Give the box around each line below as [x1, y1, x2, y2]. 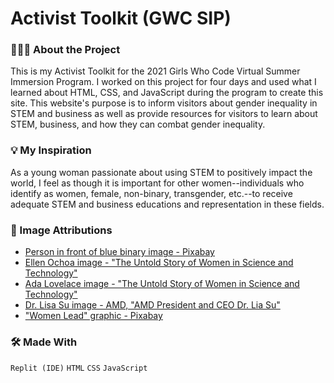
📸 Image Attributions [10, 223, 113, 237]
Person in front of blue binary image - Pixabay [24, 246, 215, 258]
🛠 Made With [10, 335, 78, 349]
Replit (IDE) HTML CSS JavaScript [10, 363, 148, 374]
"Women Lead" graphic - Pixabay [24, 310, 163, 322]
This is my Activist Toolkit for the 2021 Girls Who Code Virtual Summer [10, 65, 301, 77]
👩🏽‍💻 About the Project [10, 43, 121, 57]
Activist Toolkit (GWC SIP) [10, 7, 232, 30]
